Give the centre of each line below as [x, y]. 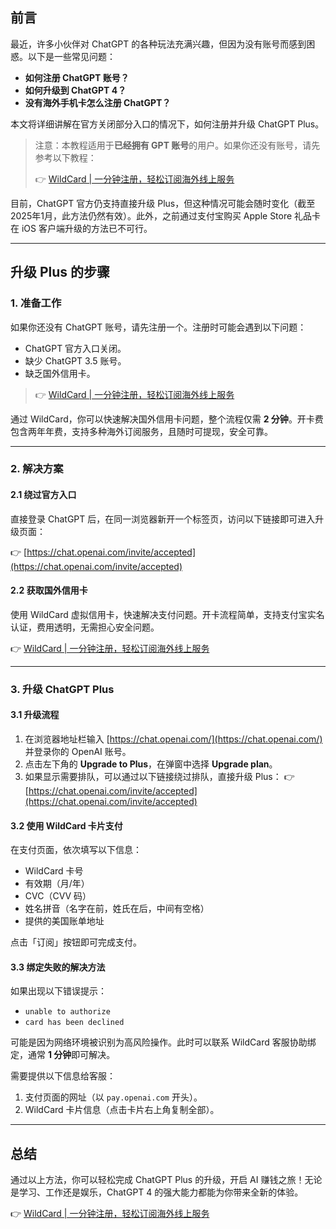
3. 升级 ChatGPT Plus [62, 689]
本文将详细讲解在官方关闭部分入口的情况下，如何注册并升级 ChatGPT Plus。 [167, 124]
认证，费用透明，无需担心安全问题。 [85, 627]
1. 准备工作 [36, 303]
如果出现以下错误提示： [58, 991]
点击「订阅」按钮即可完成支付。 [76, 942]
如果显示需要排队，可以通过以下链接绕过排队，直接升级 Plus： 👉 [159, 776]
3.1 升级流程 [35, 715]
